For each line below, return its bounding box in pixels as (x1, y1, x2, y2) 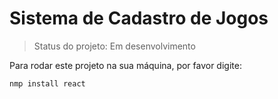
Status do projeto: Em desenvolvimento (33, 40, 196, 52)
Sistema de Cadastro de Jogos (9, 7, 269, 30)
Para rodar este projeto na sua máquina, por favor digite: (9, 59, 242, 71)
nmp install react (9, 78, 86, 89)
